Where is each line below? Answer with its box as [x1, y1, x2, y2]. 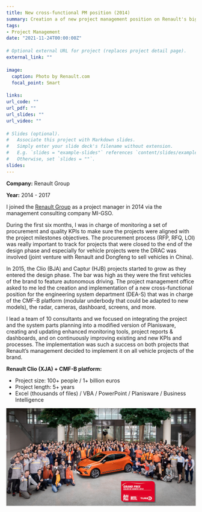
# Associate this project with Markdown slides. [6, 137, 136, 143]
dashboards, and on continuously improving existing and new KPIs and [6, 334, 182, 341]
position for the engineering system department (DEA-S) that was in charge [6, 290, 194, 298]
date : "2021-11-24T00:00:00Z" [6, 35, 82, 42]
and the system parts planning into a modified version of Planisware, [6, 321, 176, 329]
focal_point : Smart [11, 80, 61, 86]
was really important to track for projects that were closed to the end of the [6, 240, 192, 247]
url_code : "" [6, 99, 39, 105]
